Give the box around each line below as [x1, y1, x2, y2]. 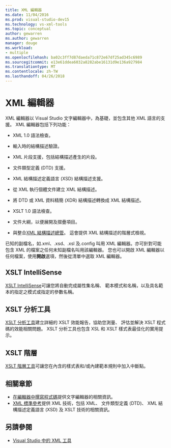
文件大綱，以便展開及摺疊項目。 [12, 218, 80, 225]
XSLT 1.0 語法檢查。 [12, 208, 54, 214]
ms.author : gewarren [5, 36, 49, 41]
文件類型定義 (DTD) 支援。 [12, 164, 68, 171]
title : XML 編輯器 [5, 7, 42, 13]
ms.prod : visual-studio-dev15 [5, 17, 70, 22]
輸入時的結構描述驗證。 [12, 143, 62, 149]
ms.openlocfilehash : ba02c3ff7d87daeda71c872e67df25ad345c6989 [5, 54, 142, 60]
